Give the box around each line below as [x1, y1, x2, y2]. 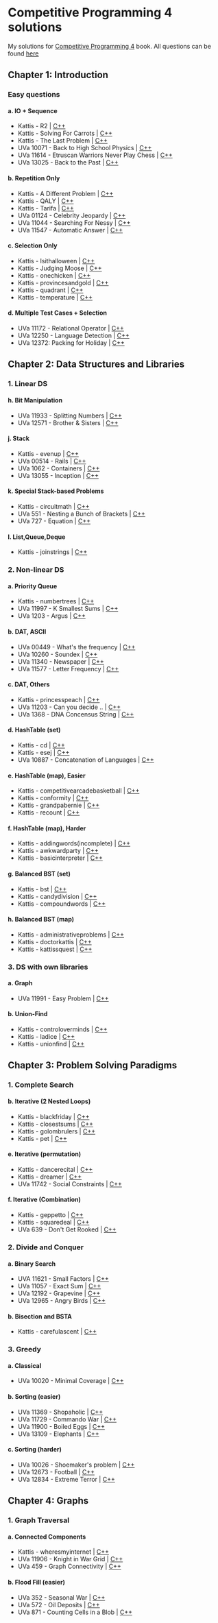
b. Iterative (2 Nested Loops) [8, 1097, 91, 1105]
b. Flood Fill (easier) [8, 1578, 66, 1586]
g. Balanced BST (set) [8, 869, 71, 878]
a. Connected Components [8, 1532, 86, 1541]
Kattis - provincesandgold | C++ [17, 278, 109, 287]
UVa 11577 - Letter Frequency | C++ [17, 664, 119, 673]
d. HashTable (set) [8, 725, 61, 734]
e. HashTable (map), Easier [8, 771, 86, 780]
